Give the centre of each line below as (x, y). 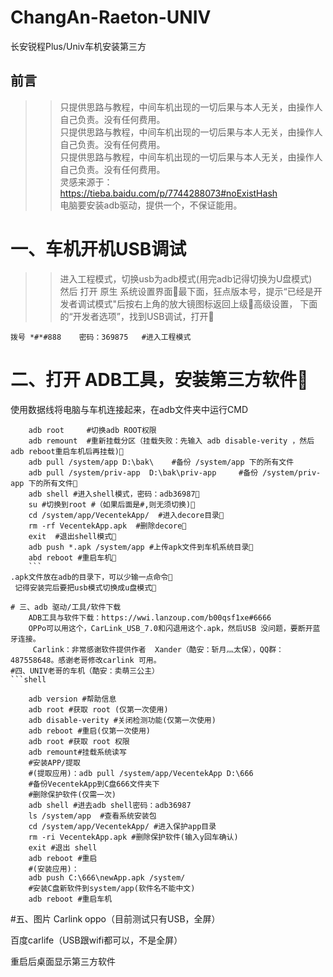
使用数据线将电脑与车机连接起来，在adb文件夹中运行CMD (129, 409)
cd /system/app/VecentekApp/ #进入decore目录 (124, 515)
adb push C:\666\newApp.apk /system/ (107, 877)
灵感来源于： (86, 182)
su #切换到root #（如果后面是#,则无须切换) (110, 504)
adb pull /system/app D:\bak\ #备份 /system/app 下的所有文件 (161, 462)
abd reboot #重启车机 (70, 557)
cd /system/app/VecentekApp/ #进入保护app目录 (122, 826)
